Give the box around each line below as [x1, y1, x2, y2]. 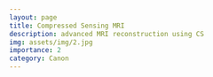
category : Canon [9, 54, 69, 63]
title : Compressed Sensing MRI [9, 21, 125, 30]
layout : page [9, 12, 58, 22]
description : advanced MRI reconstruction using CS [9, 29, 204, 38]
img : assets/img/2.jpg [9, 37, 93, 47]
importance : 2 [9, 46, 62, 55]
